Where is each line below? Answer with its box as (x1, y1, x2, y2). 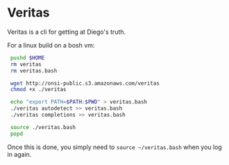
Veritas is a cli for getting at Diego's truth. (7, 28, 126, 36)
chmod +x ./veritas (10, 86, 67, 93)
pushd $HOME (10, 54, 45, 61)
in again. (7, 150, 32, 158)
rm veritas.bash (10, 67, 58, 74)
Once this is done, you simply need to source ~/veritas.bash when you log (7, 143, 222, 151)
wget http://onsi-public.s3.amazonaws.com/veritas (10, 79, 160, 87)
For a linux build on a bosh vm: (7, 41, 95, 49)
